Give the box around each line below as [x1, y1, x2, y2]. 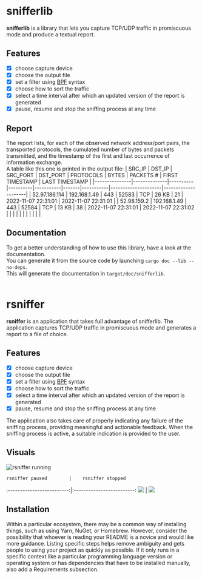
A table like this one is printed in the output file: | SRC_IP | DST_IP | [6, 165, 173, 172]
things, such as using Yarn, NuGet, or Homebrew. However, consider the [6, 527, 187, 534]
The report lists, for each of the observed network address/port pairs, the [6, 139, 190, 146]
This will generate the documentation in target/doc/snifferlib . [6, 269, 166, 277]
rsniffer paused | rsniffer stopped [6, 475, 126, 481]
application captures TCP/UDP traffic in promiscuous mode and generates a [6, 323, 197, 331]
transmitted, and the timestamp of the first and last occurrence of [6, 152, 170, 159]
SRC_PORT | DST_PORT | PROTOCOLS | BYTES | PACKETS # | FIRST [6, 171, 178, 178]
